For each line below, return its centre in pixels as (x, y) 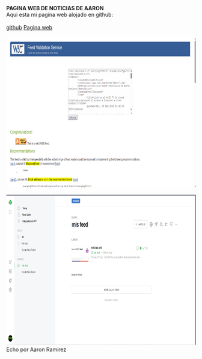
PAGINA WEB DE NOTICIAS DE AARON (55, 8)
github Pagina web (29, 27)
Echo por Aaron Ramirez (36, 349)
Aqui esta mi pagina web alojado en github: (60, 14)
